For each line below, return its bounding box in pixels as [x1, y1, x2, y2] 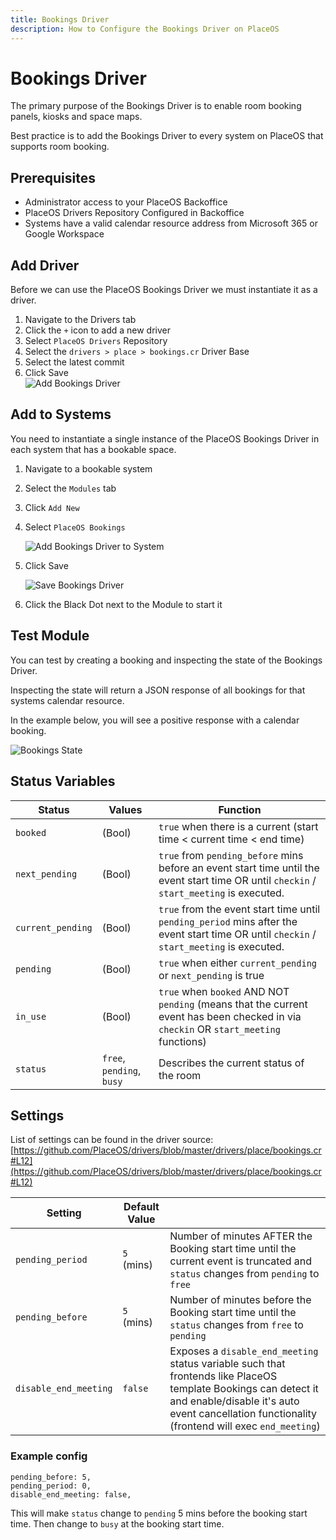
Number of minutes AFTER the [169, 1229, 313, 1243]
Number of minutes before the [169, 1293, 312, 1307]
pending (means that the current [158, 997, 308, 1011]
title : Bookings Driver [10, 14, 110, 25]
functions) [158, 1034, 207, 1048]
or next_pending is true [158, 968, 265, 982]
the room [158, 1068, 202, 1082]
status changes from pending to [169, 1267, 320, 1281]
